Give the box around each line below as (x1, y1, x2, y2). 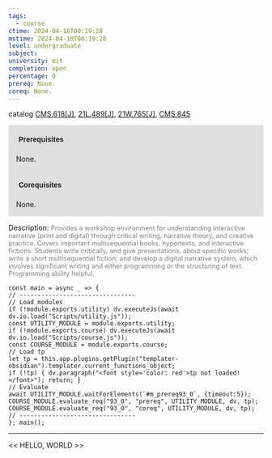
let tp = (8, 355, 38, 363)
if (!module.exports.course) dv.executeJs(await (8, 327, 176, 335)
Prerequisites (19, 135, 64, 144)
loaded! (215, 369, 241, 377)
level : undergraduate (8, 42, 82, 50)
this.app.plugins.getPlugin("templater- (40, 355, 180, 363)
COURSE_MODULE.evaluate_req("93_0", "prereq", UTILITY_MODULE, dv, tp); (8, 397, 259, 405)
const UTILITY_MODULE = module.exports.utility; (8, 320, 176, 328)
